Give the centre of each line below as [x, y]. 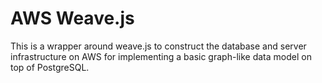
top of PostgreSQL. [50, 67]
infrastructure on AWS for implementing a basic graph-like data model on [161, 56]
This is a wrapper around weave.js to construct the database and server [158, 46]
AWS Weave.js [72, 18]
